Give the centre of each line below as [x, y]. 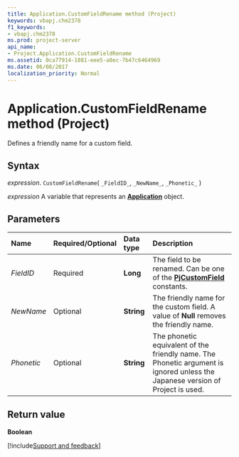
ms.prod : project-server [44, 41]
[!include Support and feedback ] [54, 446]
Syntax [23, 165]
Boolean [20, 431]
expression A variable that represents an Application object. [96, 197]
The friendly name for [189, 298]
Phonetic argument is [188, 363]
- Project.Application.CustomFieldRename [70, 54]
